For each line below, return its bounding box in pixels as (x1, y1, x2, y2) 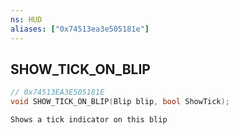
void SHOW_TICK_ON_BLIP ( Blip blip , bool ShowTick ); (10, 97, 230, 107)
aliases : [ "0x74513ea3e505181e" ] (10, 24, 150, 34)
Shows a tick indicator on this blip (10, 115, 168, 125)
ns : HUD (10, 14, 43, 25)
